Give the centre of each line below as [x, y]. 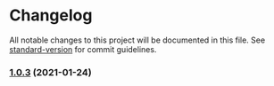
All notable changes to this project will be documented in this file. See [137, 40]
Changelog [51, 16]
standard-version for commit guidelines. [83, 49]
